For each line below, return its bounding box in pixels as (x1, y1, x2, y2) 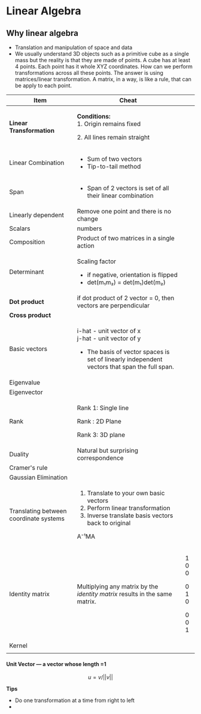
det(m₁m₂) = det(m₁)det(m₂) (87, 278, 166, 286)
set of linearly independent (87, 355, 163, 363)
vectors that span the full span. (87, 363, 175, 371)
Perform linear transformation (87, 504, 170, 512)
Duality (9, 450, 29, 458)
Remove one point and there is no (77, 208, 172, 215)
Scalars (9, 224, 31, 233)
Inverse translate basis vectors (87, 511, 173, 520)
